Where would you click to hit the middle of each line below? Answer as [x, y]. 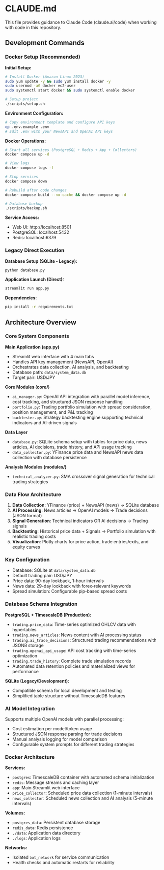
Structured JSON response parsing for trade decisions [67, 734]
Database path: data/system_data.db [49, 372]
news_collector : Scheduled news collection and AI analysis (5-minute [82, 798]
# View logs [17, 163]
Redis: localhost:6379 [34, 238]
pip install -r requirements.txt [39, 307]
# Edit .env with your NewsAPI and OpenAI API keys [59, 131]
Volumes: [15, 813]
